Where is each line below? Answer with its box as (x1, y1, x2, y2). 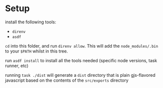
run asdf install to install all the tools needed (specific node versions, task (5, 57, 157, 63)
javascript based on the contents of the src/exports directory (5, 77, 129, 83)
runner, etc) (5, 63, 29, 69)
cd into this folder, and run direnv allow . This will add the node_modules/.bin (5, 43, 159, 49)
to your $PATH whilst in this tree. (5, 48, 68, 54)
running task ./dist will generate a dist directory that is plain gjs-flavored (5, 72, 156, 78)
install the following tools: (5, 19, 57, 25)
